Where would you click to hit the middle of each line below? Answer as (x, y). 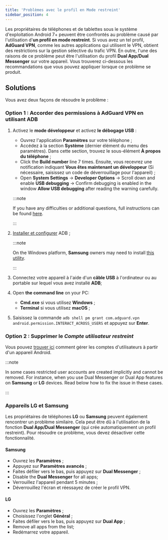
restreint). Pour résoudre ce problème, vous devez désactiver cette (75, 433)
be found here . (28, 213)
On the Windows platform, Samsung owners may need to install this (83, 253)
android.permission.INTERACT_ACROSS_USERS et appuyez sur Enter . (81, 323)
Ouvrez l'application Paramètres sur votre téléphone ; (76, 140)
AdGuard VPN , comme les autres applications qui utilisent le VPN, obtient (82, 45)
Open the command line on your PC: (51, 292)
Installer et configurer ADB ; (41, 233)
